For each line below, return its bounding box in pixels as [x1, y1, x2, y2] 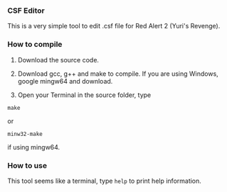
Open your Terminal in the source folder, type [17, 91, 152, 99]
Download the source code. [17, 55, 100, 64]
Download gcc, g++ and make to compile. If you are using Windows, [17, 69, 218, 78]
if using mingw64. [7, 142, 60, 151]
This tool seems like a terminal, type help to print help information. [7, 176, 201, 185]
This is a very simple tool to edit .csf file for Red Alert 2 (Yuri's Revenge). [7, 22, 221, 30]
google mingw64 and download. [17, 77, 113, 85]
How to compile [7, 40, 63, 50]
